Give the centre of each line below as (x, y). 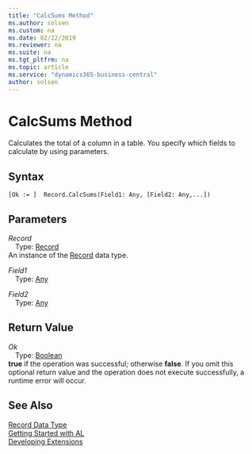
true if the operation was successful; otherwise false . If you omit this (121, 364)
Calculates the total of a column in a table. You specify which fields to (122, 143)
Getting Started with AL (46, 433)
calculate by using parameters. (59, 152)
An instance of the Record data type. (68, 256)
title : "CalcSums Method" (51, 15)
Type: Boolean (39, 355)
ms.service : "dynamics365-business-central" (83, 75)
